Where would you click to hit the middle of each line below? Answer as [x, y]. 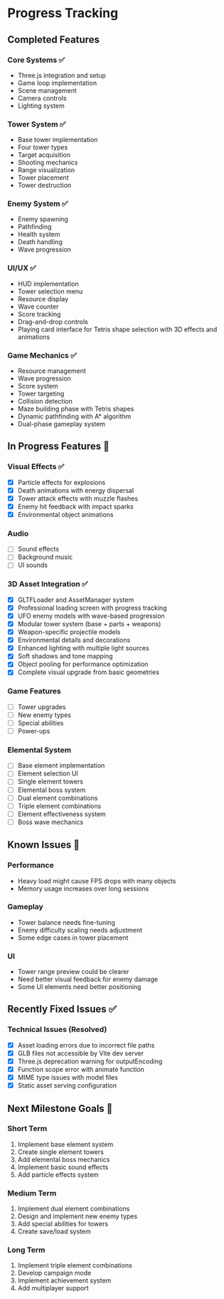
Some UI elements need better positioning [79, 987]
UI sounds [33, 565]
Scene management [47, 90]
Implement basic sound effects [63, 1167]
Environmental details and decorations [74, 640]
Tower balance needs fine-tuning [66, 922]
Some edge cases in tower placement [73, 938]
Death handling [40, 242]
